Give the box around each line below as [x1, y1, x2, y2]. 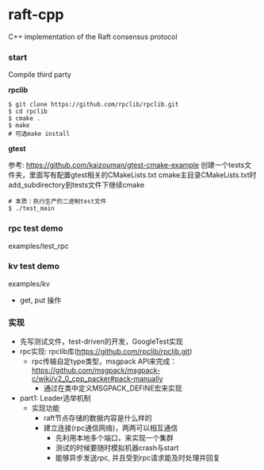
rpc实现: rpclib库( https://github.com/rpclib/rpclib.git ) [19, 347, 193, 356]
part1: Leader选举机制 [19, 394, 91, 403]
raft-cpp [8, 6, 64, 24]
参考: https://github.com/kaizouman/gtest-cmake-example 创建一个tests [8, 161, 245, 170]
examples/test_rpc [8, 241, 69, 251]
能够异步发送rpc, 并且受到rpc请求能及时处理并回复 [55, 453, 220, 463]
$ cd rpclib [8, 107, 48, 116]
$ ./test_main [8, 204, 55, 212]
